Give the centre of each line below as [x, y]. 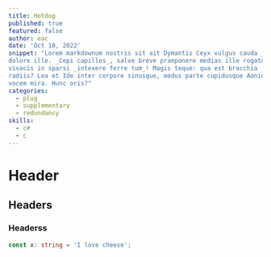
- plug [27, 98]
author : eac [28, 38]
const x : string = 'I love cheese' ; [70, 245]
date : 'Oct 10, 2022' [45, 46]
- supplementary [43, 106]
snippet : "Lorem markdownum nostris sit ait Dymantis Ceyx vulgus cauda [133, 53]
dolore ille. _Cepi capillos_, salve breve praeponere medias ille [124, 61]
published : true [35, 23]
